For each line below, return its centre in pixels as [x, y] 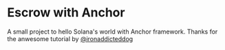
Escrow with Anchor [66, 13]
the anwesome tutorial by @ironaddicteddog [70, 38]
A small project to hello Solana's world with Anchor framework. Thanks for [112, 32]
